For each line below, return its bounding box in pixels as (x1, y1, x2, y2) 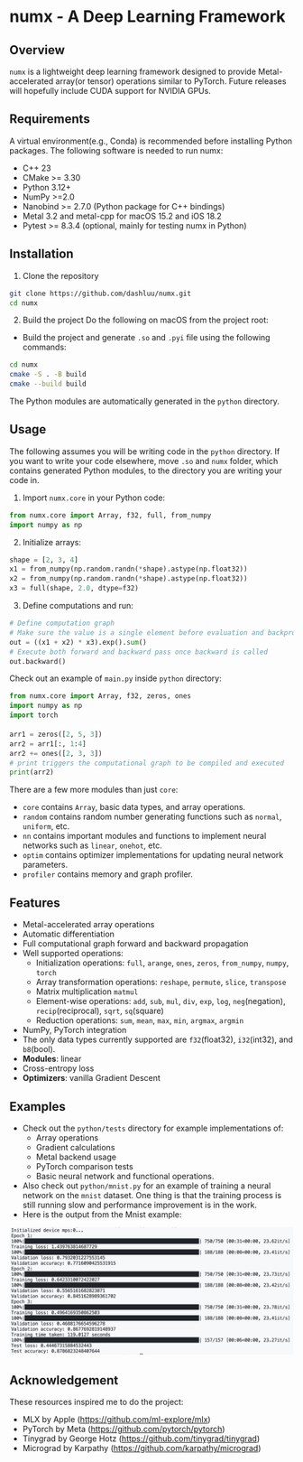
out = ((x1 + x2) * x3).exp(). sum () (9, 638, 147, 647)
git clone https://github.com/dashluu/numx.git (9, 289, 192, 298)
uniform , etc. (22, 821, 70, 832)
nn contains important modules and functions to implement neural (22, 831, 267, 842)
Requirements (9, 111, 90, 127)
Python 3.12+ (22, 182, 71, 192)
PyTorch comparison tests (35, 1160, 133, 1171)
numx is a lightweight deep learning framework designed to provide (9, 66, 257, 77)
